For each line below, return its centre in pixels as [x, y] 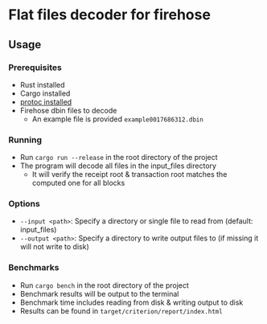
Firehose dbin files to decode [68, 110]
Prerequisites [35, 68]
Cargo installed [45, 93]
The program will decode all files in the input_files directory [118, 166]
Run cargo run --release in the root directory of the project [119, 158]
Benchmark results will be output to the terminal [99, 293]
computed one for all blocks [78, 183]
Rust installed [43, 84]
